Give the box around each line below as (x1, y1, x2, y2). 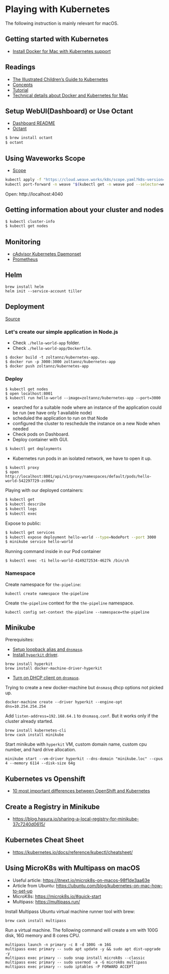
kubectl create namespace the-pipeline (5, 591, 89, 596)
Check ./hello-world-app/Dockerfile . (12, 345, 92, 351)
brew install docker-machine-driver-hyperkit (5, 666, 102, 671)
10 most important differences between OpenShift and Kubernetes (12, 788, 150, 794)
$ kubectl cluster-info (5, 219, 55, 224)
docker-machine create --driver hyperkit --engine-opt (5, 700, 123, 705)
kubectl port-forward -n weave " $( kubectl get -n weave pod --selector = (5, 181, 161, 187)
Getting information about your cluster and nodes (5, 206, 164, 214)
